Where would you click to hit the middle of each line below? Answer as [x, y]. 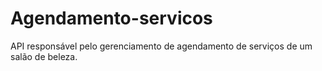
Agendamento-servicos [111, 18]
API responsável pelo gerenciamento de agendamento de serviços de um [161, 46]
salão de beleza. [44, 56]
